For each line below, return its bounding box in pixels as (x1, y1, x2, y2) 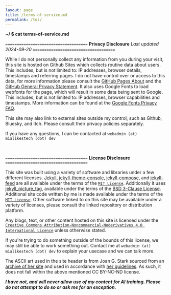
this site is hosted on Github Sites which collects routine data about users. (5, 62, 161, 68)
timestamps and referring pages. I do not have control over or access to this (5, 73, 165, 79)
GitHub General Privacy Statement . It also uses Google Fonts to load (5, 83, 149, 90)
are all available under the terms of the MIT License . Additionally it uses (16, 180, 166, 186)
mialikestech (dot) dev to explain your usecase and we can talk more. (5, 248, 155, 254)
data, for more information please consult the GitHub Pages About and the (5, 78, 162, 85)
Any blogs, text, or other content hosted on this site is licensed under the (5, 217, 159, 223)
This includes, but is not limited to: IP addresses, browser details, (5, 67, 142, 73)
